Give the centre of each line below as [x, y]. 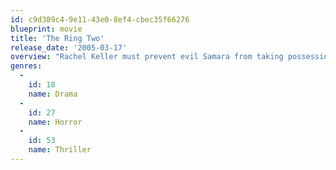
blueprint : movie [46, 29]
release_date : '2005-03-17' [69, 47]
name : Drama [53, 94]
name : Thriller [60, 150]
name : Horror [55, 122]
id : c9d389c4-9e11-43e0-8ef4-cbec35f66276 [100, 19]
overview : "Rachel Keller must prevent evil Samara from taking [147, 57]
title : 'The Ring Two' [57, 38]
